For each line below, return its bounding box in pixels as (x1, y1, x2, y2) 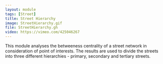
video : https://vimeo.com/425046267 (5, 30, 80, 34)
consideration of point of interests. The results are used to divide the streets (5, 48, 159, 54)
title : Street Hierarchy (5, 16, 56, 21)
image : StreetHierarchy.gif (5, 20, 63, 26)
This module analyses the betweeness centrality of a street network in (5, 43, 147, 48)
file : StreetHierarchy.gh (5, 25, 58, 30)
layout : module (5, 7, 36, 12)
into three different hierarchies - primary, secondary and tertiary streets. (5, 53, 151, 59)
